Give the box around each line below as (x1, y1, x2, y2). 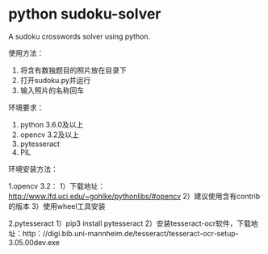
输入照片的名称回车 (19, 85, 85, 95)
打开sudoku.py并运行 (19, 75, 91, 85)
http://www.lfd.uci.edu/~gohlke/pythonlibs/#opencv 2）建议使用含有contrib (8, 191, 261, 201)
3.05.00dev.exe (8, 237, 61, 247)
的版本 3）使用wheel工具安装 (8, 201, 107, 210)
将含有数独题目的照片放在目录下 (19, 65, 127, 75)
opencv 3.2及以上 (19, 130, 79, 139)
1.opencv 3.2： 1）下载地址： (8, 181, 106, 190)
